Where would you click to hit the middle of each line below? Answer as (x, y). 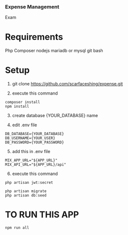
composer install (23, 102)
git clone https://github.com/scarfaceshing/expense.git (67, 84)
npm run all (17, 228)
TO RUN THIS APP (42, 215)
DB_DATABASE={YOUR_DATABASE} (35, 134)
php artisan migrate (26, 191)
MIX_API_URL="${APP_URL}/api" (36, 165)
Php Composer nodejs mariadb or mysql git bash (54, 51)
